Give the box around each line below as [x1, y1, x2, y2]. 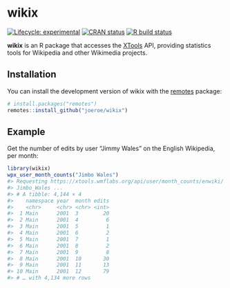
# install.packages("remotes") [7, 100, 97, 107]
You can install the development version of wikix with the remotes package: [7, 87, 222, 95]
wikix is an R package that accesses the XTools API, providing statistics [7, 41, 211, 49]
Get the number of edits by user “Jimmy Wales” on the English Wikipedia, [7, 144, 215, 153]
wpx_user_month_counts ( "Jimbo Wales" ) [7, 172, 119, 179]
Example [7, 126, 46, 138]
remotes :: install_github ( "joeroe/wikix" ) [7, 107, 128, 114]
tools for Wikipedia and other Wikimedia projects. [7, 48, 148, 57]
